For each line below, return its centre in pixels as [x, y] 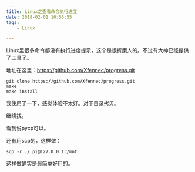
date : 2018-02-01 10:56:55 [39, 17]
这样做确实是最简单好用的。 [40, 163]
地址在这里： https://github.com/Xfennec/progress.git [70, 70]
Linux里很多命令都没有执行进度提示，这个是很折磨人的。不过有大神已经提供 [97, 50]
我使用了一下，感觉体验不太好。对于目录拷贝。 [63, 103]
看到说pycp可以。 [28, 128]
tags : [13, 22]
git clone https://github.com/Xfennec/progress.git [70, 82]
